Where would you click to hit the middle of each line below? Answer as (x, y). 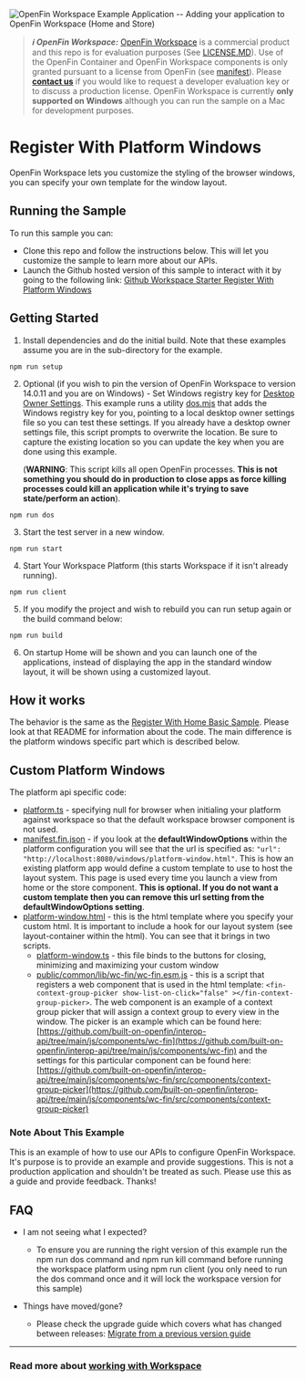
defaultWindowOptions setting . (84, 907)
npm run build (36, 635)
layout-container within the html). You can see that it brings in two (146, 936)
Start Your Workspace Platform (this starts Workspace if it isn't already (155, 565)
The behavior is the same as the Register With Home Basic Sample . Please (149, 722)
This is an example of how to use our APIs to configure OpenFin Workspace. (153, 1152)
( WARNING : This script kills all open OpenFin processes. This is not (150, 469)
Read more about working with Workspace (106, 1366)
